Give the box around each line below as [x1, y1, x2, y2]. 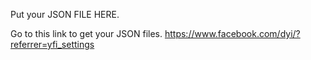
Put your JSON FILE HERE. [10, 9, 120, 20]
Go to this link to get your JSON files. [10, 28, 163, 39]
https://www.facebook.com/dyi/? [164, 28, 301, 39]
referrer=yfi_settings [10, 39, 95, 50]
